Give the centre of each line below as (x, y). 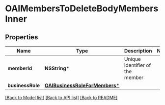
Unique (133, 59)
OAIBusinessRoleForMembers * (82, 85)
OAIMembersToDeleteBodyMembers (82, 9)
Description (138, 51)
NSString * (57, 68)
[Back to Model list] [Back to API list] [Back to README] (61, 98)
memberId (20, 68)
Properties (22, 37)
